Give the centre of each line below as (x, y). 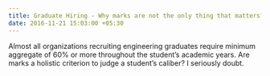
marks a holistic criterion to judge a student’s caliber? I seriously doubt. (126, 63)
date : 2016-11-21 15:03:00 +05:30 (66, 23)
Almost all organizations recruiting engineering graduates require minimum (132, 46)
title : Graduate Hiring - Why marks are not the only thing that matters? (136, 16)
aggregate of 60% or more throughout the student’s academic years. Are (129, 54)
